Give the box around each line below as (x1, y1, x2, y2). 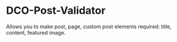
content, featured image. (6, 29, 66, 36)
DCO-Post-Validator (6, 4, 106, 17)
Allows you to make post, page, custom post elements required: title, (6, 23, 172, 30)
